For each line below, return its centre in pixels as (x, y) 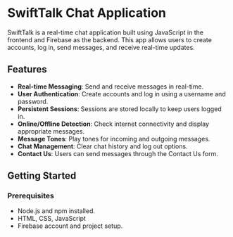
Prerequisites (31, 196)
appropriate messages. (51, 131)
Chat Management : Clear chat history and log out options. (102, 146)
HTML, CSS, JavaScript (52, 219)
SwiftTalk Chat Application (87, 13)
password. (33, 101)
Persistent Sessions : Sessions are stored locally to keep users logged (119, 109)
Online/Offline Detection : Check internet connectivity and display (113, 124)
